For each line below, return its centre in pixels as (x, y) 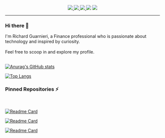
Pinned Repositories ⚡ (32, 89)
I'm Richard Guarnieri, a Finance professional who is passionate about (76, 36)
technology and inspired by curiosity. (42, 42)
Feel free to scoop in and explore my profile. (50, 52)
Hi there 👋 (17, 26)
